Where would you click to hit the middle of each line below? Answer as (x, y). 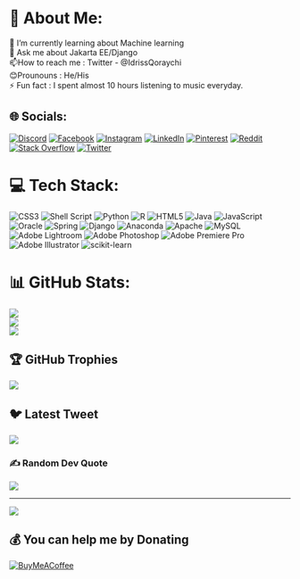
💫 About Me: (56, 18)
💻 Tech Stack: (64, 185)
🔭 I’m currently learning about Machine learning (97, 43)
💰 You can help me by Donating (99, 539)
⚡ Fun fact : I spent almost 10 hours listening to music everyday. (126, 85)
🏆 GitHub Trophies (64, 360)
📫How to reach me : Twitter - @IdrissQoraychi (96, 62)
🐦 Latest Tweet (54, 414)
